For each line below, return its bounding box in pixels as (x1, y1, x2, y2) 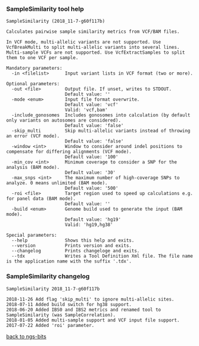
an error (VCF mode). (6, 133, 60, 139)
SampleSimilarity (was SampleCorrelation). (6, 312, 116, 318)
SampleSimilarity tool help (6, 5, 85, 13)
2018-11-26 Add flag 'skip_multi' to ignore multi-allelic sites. (6, 296, 175, 302)
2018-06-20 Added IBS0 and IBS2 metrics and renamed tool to (6, 307, 161, 313)
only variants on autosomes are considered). (6, 118, 121, 123)
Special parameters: (6, 232, 58, 239)
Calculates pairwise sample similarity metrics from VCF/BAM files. (6, 29, 180, 35)
